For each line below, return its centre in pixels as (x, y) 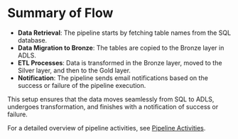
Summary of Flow (60, 13)
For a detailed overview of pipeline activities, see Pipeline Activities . (107, 128)
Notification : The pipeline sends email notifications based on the (113, 78)
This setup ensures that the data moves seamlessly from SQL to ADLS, (111, 99)
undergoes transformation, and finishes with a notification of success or (113, 106)
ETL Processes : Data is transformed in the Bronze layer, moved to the (120, 62)
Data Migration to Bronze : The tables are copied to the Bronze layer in (121, 48)
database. (32, 40)
